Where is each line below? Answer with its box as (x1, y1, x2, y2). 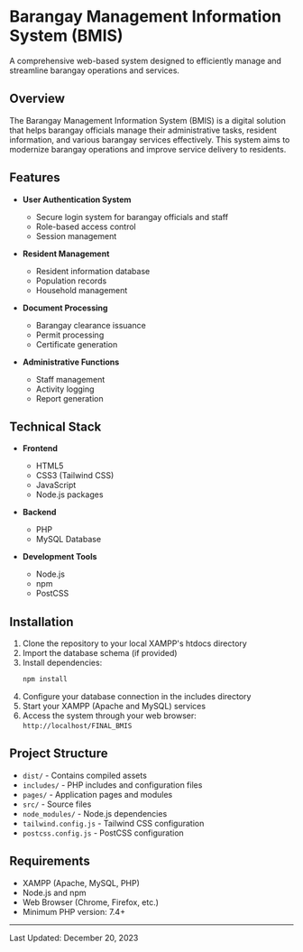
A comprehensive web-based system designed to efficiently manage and (9, 55, 282, 66)
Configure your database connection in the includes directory (22, 691, 252, 702)
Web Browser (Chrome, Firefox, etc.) (22, 896, 160, 908)
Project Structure (9, 746, 108, 762)
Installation (9, 614, 74, 629)
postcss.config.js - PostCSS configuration (22, 827, 185, 838)
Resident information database (35, 265, 151, 276)
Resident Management (22, 248, 110, 259)
